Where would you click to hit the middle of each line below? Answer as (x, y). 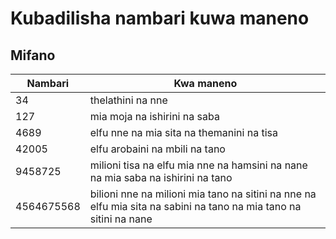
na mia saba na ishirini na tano (161, 177)
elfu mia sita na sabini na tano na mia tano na (195, 206)
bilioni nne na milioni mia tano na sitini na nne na (203, 194)
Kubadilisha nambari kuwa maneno (160, 18)
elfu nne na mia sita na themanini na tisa (183, 132)
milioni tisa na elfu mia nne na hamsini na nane (198, 165)
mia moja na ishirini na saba (154, 116)
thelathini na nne (128, 100)
